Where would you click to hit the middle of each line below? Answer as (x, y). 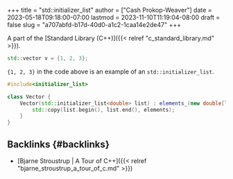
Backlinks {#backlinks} (58, 144)
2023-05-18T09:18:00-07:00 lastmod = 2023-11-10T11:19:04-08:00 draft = (114, 17)
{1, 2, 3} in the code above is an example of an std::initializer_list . (111, 71)
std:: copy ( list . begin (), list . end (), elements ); (104, 110)
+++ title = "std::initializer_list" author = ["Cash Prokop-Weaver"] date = (110, 10)
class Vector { (29, 96)
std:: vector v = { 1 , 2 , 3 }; (48, 58)
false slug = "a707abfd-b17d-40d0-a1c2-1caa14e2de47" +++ (94, 25)
